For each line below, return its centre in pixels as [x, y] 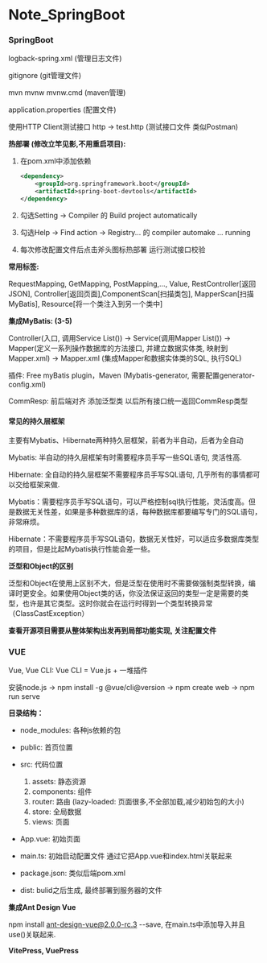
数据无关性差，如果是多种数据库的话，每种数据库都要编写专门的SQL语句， [138, 512]
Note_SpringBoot [67, 15]
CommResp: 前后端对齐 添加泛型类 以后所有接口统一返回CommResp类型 [128, 401]
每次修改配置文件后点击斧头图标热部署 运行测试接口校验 [113, 249]
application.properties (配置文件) [62, 110]
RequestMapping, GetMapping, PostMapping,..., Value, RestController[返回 [132, 283]
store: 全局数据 [57, 812]
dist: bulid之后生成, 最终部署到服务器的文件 [91, 891]
